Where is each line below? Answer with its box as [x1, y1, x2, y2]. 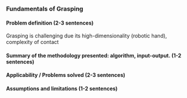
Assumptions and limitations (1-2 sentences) [6, 85, 118, 92]
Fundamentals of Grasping [6, 5, 84, 13]
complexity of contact [6, 39, 59, 46]
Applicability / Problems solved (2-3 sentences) [6, 72, 125, 79]
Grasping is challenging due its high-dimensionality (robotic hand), [6, 32, 167, 39]
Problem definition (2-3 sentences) [6, 19, 94, 26]
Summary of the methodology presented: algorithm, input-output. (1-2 [6, 52, 182, 59]
